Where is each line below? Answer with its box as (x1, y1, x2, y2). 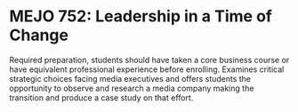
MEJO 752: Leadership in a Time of (9, 6, 273, 27)
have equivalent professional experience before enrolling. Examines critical (9, 64, 285, 75)
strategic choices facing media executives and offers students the (9, 73, 252, 84)
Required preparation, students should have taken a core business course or (9, 54, 290, 65)
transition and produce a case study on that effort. (9, 92, 194, 103)
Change (9, 25, 69, 45)
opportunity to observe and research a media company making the (9, 83, 254, 93)
